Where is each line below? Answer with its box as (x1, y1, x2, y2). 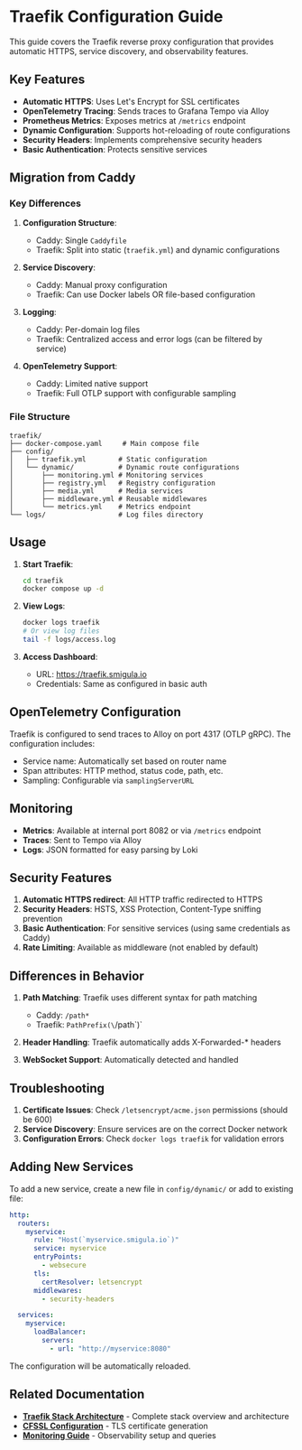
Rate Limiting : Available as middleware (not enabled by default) (22, 942, 259, 953)
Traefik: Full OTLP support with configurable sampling (35, 388, 237, 399)
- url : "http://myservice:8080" (49, 1343, 171, 1353)
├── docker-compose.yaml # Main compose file (9, 439, 200, 448)
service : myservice (32, 1244, 106, 1253)
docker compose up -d (22, 584, 104, 593)
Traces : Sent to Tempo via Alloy (22, 834, 142, 845)
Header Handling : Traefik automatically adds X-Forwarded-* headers (22, 1036, 281, 1048)
